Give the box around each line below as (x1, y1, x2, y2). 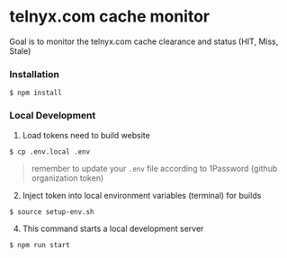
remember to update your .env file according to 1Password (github (31, 163, 278, 173)
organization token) (31, 173, 104, 183)
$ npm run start (9, 240, 70, 249)
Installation (9, 67, 60, 80)
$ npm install (9, 88, 63, 98)
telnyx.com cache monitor (9, 6, 211, 27)
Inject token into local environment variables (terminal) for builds (22, 190, 262, 200)
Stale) (9, 45, 31, 56)
